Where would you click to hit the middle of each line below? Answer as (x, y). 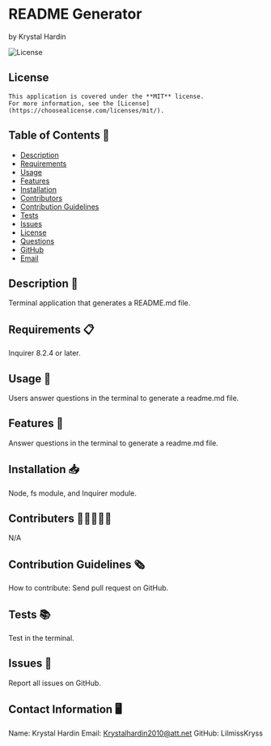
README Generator (75, 14)
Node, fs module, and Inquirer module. (73, 493)
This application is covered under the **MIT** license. (106, 96)
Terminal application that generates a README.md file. (100, 303)
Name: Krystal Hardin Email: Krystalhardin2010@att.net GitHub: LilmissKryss (135, 733)
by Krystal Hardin (37, 36)
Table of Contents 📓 (59, 136)
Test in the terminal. (41, 638)
